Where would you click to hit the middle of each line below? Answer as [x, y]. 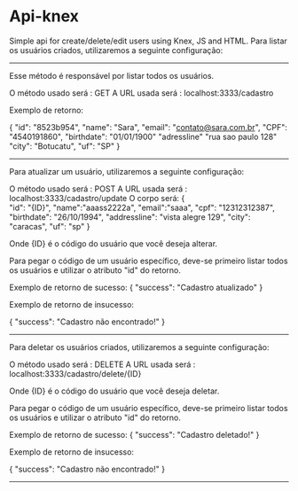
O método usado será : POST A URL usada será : [98, 189]
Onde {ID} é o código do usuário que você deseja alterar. [114, 243]
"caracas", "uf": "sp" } [50, 226]
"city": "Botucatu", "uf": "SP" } [65, 146]
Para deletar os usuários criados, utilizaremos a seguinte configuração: [139, 347]
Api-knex [44, 16]
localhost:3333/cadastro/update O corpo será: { [97, 198]
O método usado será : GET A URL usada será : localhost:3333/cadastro [141, 93]
